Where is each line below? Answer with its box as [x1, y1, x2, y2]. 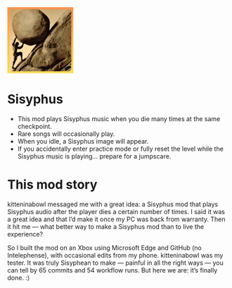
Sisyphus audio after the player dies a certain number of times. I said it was [7, 207, 225, 215]
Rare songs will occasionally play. [17, 130, 115, 138]
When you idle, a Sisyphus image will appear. [17, 137, 149, 145]
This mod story [7, 177, 98, 193]
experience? [7, 230, 44, 238]
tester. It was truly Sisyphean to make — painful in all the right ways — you [7, 258, 224, 267]
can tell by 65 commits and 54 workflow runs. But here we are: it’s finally [7, 265, 218, 274]
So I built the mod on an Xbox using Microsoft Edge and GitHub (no [7, 243, 202, 252]
